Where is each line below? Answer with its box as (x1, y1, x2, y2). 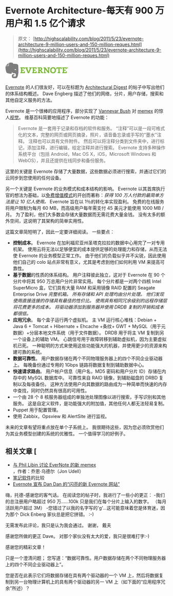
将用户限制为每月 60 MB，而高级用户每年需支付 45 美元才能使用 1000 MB (5, 205, 161, 211)
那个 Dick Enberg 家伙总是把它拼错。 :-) (9, 511, 94, 517)
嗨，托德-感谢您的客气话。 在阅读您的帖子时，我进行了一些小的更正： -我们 (5, 492, 165, 498)
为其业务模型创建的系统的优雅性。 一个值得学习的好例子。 (5, 430, 128, 437)
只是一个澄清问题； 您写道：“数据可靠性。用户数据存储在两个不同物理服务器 (5, 555, 166, 561)
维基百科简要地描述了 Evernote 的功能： (24, 114, 109, 120)
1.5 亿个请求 (34, 17, 85, 29)
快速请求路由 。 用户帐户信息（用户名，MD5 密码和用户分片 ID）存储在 (12, 368, 162, 374)
